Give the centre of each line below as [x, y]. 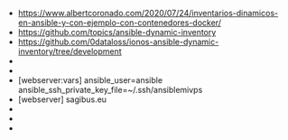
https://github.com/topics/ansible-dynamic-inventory [117, 32]
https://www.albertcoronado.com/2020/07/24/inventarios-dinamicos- [148, 13]
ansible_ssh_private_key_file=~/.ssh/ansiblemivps [110, 90]
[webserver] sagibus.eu [62, 99]
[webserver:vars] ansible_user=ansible [90, 80]
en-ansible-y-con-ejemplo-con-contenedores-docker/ [119, 23]
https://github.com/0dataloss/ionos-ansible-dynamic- [118, 42]
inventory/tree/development [70, 51]
